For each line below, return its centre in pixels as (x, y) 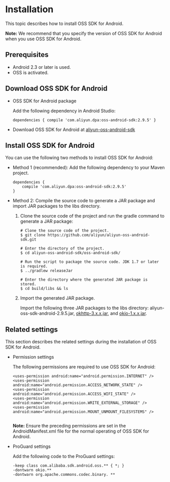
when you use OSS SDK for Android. (43, 39)
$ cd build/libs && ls (44, 289)
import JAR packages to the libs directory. (57, 206)
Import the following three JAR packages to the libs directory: (84, 308)
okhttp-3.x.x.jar (92, 313)
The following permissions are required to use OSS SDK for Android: (84, 367)
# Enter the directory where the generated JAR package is (84, 280)
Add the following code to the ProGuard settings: (64, 457)
